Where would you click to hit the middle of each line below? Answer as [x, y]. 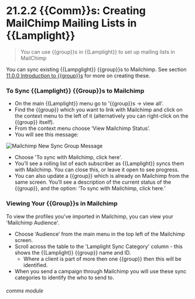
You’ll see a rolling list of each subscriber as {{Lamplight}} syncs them [99, 164]
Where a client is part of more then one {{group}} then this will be [102, 259]
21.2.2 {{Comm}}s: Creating [76, 11]
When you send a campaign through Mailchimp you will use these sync [100, 271]
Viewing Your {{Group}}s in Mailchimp [62, 204]
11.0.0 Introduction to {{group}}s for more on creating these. [78, 75]
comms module [25, 291]
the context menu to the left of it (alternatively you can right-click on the [101, 116]
